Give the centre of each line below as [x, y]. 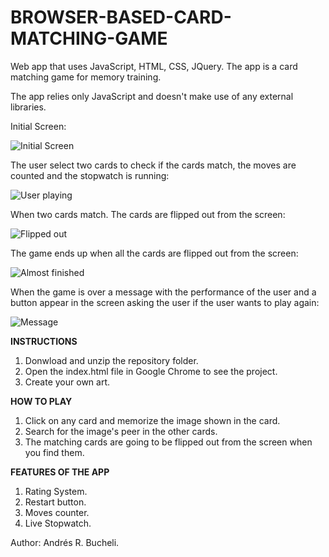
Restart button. [55, 502]
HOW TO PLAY [41, 401]
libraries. [28, 107]
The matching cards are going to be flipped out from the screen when [168, 442]
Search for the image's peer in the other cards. [121, 431]
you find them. [54, 452]
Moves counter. [57, 512]
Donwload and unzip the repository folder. [111, 360]
